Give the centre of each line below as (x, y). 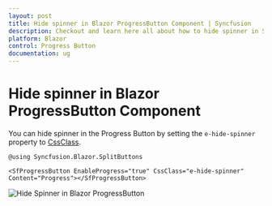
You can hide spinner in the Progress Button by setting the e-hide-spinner (132, 133)
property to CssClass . (45, 142)
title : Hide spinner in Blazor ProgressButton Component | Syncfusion (130, 24)
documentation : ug (39, 54)
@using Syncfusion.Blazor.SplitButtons (76, 157)
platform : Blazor (38, 39)
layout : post (30, 16)
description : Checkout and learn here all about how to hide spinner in (134, 31)
